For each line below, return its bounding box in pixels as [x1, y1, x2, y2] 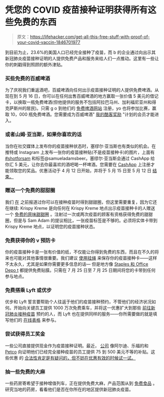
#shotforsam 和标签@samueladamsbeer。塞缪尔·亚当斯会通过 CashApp [5, 155, 150, 161]
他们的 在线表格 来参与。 [9, 317, 59, 323]
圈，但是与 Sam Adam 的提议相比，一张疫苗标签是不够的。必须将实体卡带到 [5, 217, 158, 223]
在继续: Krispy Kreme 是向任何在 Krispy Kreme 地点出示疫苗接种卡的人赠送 [5, 205, 155, 211]
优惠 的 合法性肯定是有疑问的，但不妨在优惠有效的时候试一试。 [9, 355, 136, 361]
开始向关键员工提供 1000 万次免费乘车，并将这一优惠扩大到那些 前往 [13, 305, 151, 311]
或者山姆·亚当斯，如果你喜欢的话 [5, 131, 82, 138]
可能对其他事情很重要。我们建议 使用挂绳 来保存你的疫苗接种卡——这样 [13, 255, 157, 261]
